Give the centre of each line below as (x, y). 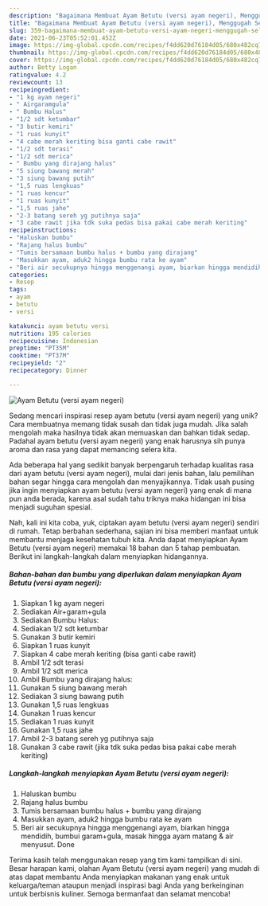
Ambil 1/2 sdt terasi (52, 662)
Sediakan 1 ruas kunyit (57, 721)
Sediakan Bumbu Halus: (60, 620)
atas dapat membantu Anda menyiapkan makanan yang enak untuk (119, 877)
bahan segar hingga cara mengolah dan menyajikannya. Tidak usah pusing (132, 482)
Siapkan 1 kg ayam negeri (62, 603)
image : (20, 45)
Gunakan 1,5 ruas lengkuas (65, 705)
